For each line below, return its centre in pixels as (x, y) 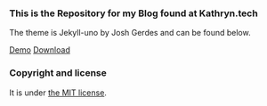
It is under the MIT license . (58, 93)
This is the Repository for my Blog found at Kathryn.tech (133, 13)
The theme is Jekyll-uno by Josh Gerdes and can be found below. (130, 33)
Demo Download (40, 50)
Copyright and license (58, 73)
